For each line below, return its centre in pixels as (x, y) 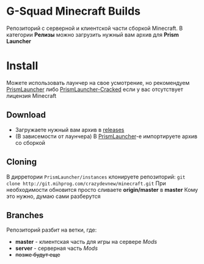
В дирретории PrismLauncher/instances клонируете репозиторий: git (96, 177)
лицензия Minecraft (31, 95)
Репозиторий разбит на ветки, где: (52, 230)
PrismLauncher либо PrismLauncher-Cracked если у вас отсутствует (95, 89)
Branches (25, 215)
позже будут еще (38, 255)
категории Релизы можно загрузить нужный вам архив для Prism (93, 34)
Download (26, 115)
